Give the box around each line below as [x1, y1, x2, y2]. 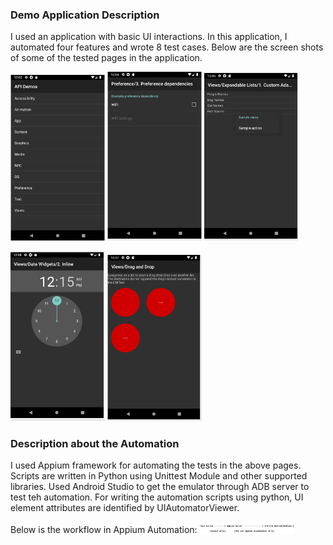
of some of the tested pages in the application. [10, 52, 203, 64]
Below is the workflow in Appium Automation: [10, 524, 198, 536]
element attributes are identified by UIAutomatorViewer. [10, 502, 240, 514]
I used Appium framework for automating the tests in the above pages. [10, 459, 302, 472]
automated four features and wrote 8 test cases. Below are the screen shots [10, 41, 324, 53]
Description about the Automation [10, 437, 180, 451]
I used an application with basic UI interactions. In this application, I [10, 31, 288, 43]
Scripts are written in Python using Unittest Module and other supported [10, 470, 308, 482]
